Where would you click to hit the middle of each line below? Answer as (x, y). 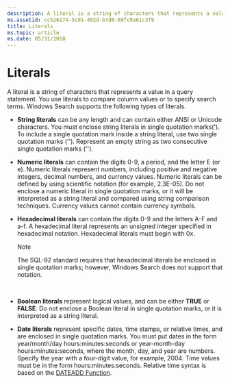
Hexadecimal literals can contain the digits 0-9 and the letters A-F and (117, 219)
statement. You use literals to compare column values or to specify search (112, 99)
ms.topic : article (33, 33)
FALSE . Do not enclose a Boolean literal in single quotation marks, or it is (119, 308)
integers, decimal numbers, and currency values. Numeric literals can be (119, 177)
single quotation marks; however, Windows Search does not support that (120, 267)
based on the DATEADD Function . (64, 373)
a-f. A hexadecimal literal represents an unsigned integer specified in (114, 226)
